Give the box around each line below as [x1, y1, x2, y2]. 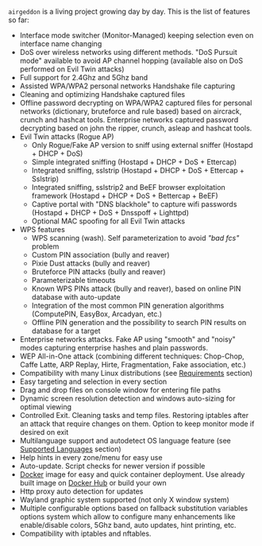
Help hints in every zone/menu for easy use [19, 453, 163, 462]
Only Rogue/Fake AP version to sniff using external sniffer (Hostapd [31, 141, 253, 149]
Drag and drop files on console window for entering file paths [19, 385, 221, 394]
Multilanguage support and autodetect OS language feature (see [19, 436, 232, 445]
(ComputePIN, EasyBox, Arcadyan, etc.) [31, 309, 163, 319]
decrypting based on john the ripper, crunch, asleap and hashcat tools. [19, 123, 252, 133]
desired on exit [19, 428, 69, 436]
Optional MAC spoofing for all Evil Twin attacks [31, 216, 186, 226]
